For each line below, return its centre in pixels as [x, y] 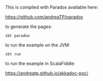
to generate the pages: [29, 26]
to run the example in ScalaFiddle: [40, 63]
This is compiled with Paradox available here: [52, 7]
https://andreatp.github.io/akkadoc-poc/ [47, 73]
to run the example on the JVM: [38, 45]
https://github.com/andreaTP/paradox [44, 17]
